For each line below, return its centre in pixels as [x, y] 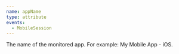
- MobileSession [32, 28]
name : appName [24, 11]
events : [16, 22]
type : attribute [26, 17]
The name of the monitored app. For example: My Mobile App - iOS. [89, 45]
